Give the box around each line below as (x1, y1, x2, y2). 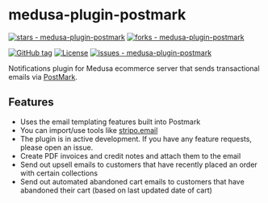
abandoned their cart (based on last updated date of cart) (19, 185, 212, 195)
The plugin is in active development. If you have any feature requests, (19, 134, 253, 143)
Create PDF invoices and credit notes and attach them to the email (19, 151, 241, 160)
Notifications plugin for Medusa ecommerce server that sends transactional (8, 63, 260, 73)
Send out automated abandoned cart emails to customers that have (19, 176, 245, 186)
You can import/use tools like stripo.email (19, 125, 158, 135)
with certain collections (19, 168, 98, 178)
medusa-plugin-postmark (8, 6, 186, 24)
